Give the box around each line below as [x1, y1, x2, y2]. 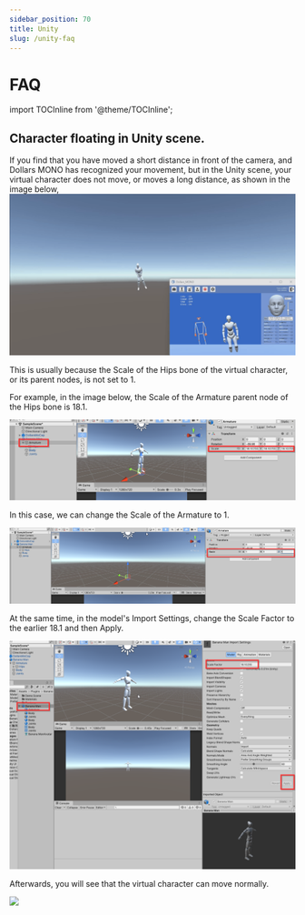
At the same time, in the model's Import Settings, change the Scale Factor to [9, 613, 295, 624]
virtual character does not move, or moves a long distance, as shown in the [9, 174, 290, 186]
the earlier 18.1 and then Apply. [9, 623, 124, 634]
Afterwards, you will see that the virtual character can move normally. [9, 878, 270, 889]
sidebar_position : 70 [9, 15, 92, 24]
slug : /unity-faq [9, 34, 75, 43]
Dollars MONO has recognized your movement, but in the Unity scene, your [9, 165, 292, 176]
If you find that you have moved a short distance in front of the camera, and [9, 155, 292, 166]
